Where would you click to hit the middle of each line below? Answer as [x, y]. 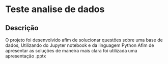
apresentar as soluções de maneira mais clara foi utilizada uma [71, 51]
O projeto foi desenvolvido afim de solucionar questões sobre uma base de [84, 40]
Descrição [22, 28]
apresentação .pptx [26, 56]
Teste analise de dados [55, 9]
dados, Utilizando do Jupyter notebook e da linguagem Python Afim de [80, 45]
